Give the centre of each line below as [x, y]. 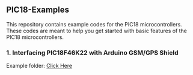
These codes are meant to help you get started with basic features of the [97, 31]
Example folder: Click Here [39, 66]
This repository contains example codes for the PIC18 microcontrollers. [94, 24]
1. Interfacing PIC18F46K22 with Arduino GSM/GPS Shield [92, 52]
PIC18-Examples [38, 10]
